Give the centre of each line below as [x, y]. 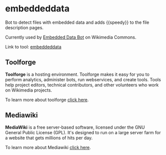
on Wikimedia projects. [29, 90]
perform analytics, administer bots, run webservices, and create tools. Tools [83, 79]
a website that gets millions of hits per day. [49, 138]
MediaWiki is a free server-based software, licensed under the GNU [75, 127]
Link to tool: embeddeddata [33, 47]
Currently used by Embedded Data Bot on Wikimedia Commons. [71, 37]
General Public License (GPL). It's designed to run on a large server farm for [83, 132]
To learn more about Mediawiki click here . [48, 147]
